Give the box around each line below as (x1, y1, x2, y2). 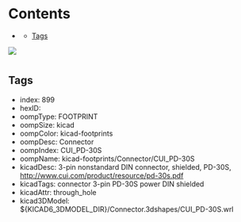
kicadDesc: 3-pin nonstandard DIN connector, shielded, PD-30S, (19, 162, 231, 171)
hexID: (19, 103, 41, 113)
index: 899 (19, 94, 55, 104)
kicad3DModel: (19, 196, 70, 205)
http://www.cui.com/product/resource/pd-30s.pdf (19, 170, 184, 180)
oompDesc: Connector (19, 136, 94, 147)
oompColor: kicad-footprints (19, 128, 113, 138)
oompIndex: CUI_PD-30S (19, 145, 102, 155)
